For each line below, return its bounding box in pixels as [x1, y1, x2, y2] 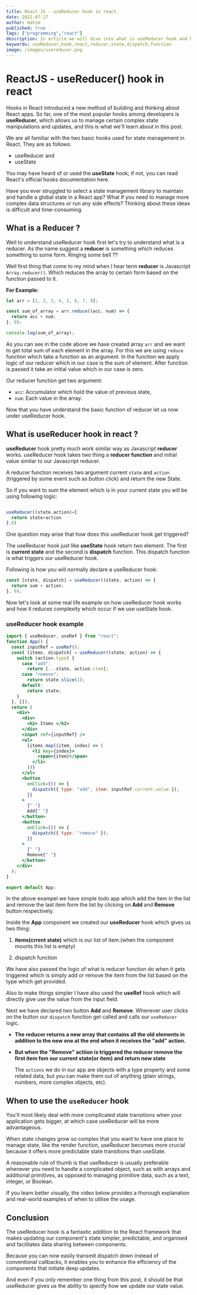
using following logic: [6, 492, 57, 500]
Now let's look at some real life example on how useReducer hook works [6, 599, 182, 606]
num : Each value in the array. [14, 395, 83, 402]
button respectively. [6, 907, 55, 914]
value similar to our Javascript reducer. [6, 457, 101, 465]
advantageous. [6, 1124, 42, 1131]
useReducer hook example [6, 620, 84, 628]
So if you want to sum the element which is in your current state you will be [6, 486, 188, 493]
